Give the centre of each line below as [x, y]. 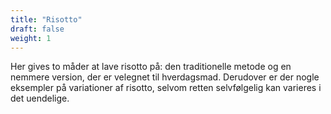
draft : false [37, 29]
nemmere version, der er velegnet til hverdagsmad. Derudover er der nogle [165, 77]
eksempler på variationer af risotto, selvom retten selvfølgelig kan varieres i [166, 88]
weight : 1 [31, 38]
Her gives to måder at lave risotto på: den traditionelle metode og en [151, 67]
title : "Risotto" [46, 19]
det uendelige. [40, 98]
